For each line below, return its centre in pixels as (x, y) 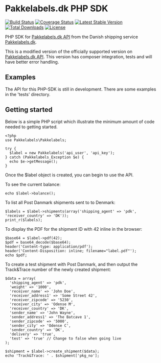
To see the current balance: (33, 184)
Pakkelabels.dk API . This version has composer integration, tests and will (79, 56)
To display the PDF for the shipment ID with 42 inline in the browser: (74, 229)
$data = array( (21, 278)
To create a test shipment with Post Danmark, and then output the (71, 264)
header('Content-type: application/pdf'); (49, 246)
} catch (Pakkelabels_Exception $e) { (45, 157)
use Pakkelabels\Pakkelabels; (36, 140)
